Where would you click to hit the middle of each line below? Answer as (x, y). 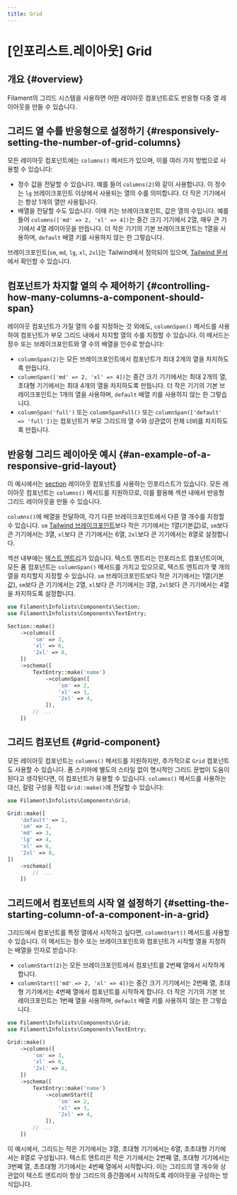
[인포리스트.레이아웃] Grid (80, 51)
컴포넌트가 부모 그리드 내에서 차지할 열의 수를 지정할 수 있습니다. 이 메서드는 (125, 335)
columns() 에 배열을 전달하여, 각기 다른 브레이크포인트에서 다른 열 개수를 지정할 (116, 517)
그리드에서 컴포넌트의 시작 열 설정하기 (85, 903)
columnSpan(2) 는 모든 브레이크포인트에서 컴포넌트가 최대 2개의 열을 (111, 359)
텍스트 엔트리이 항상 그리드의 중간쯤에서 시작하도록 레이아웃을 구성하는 (123, 1175)
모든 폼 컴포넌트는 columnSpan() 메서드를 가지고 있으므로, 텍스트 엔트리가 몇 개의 (118, 567)
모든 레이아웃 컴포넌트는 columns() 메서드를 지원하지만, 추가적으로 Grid (106, 760)
